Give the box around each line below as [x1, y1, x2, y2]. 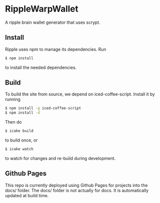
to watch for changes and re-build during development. [5, 155, 116, 161]
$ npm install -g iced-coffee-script [5, 106, 81, 111]
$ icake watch [5, 147, 34, 152]
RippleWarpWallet [5, 3, 79, 15]
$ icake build [5, 128, 34, 134]
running [5, 96, 21, 102]
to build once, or [5, 137, 38, 143]
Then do [5, 119, 22, 125]
